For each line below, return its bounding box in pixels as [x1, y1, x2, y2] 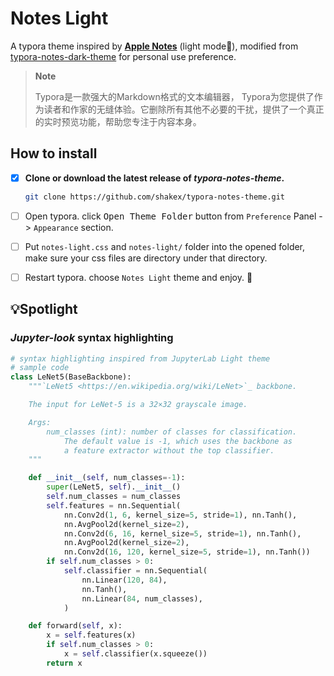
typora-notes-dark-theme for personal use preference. [10, 50, 237, 62]
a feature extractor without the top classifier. [63, 445, 275, 456]
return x [46, 658, 83, 668]
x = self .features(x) [46, 630, 137, 641]
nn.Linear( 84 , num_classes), [81, 593, 203, 604]
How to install [10, 145, 98, 162]
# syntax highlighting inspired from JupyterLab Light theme [10, 353, 271, 364]
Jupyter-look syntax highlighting [10, 331, 174, 345]
